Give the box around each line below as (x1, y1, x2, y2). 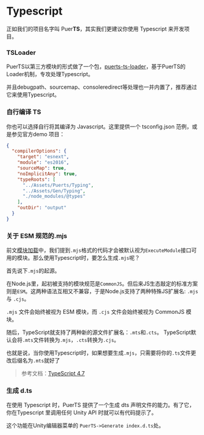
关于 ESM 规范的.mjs (6, 231, 68, 240)
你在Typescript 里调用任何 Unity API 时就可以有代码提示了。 (6, 409, 157, 416)
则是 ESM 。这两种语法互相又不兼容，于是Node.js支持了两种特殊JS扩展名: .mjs (6, 288, 199, 295)
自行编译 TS (6, 108, 41, 116)
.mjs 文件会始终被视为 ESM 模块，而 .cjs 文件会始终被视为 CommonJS (6, 308, 185, 316)
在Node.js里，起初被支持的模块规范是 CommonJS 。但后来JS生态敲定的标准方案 (6, 280, 198, 287)
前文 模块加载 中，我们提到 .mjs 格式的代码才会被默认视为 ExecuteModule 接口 (6, 246, 192, 254)
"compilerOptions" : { (12, 148, 67, 155)
